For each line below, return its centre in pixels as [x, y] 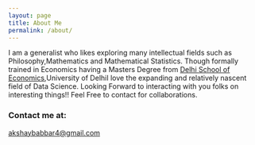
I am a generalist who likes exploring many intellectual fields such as [120, 53]
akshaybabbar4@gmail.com [54, 132]
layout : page [30, 15]
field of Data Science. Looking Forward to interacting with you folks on [124, 86]
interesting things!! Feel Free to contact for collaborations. [103, 95]
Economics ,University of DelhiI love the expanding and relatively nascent [127, 78]
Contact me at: [37, 116]
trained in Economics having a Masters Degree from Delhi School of [119, 70]
